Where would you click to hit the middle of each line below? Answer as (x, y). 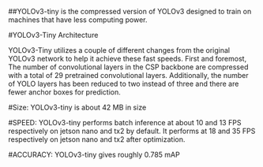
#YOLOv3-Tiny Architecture (53, 35)
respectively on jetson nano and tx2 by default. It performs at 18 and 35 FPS (132, 131)
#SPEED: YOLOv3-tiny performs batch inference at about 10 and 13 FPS (125, 122)
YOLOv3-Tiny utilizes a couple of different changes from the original (119, 50)
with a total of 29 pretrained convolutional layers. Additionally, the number (128, 75)
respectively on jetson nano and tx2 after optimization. (97, 139)
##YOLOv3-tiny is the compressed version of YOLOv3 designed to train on (130, 11)
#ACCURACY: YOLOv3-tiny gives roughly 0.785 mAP (94, 154)
